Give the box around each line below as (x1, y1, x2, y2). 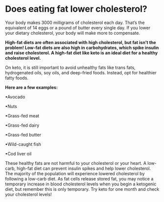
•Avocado (5, 94, 25, 100)
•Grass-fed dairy (5, 122, 40, 128)
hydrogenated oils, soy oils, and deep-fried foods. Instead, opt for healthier (5, 69, 157, 75)
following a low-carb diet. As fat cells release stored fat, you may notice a (5, 176, 154, 181)
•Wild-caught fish (5, 141, 42, 147)
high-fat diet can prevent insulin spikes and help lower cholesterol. (17, 165, 151, 171)
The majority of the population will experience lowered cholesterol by (5, 170, 145, 177)
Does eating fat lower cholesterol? (5, 3, 148, 15)
